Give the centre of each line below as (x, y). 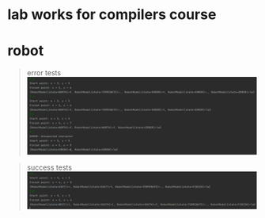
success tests (49, 167)
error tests (44, 73)
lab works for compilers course (112, 15)
